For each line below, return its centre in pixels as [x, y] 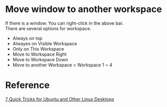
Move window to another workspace [83, 9]
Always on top [28, 38]
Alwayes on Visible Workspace [45, 43]
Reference [27, 85]
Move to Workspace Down [40, 59]
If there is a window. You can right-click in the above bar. [65, 23]
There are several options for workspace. [48, 28]
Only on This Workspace [38, 49]
